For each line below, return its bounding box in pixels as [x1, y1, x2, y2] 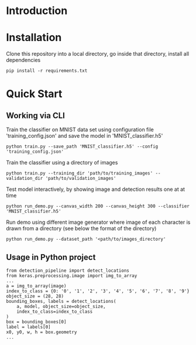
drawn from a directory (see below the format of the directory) [6, 225, 157, 232]
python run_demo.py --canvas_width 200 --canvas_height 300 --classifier [6, 203, 190, 209]
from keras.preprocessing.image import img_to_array [6, 272, 137, 279]
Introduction [6, 4, 68, 18]
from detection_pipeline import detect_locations [6, 268, 130, 274]
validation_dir [6, 176, 43, 182]
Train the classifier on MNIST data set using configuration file [6, 126, 154, 133]
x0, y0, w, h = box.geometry [6, 329, 77, 335]
